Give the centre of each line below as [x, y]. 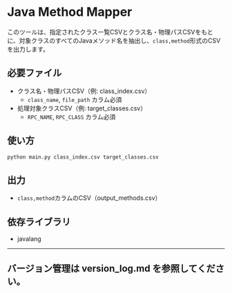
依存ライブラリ [39, 222]
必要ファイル [35, 73]
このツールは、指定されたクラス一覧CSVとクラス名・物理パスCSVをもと [110, 32]
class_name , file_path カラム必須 [75, 99]
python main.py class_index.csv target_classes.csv [83, 157]
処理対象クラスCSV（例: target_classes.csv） [82, 108]
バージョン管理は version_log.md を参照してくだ [111, 269]
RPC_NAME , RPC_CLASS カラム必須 [71, 117]
